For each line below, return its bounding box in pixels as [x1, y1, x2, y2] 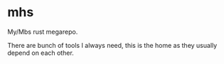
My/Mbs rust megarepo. [7, 27, 78, 36]
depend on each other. [7, 49, 75, 57]
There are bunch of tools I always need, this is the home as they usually [7, 41, 218, 49]
